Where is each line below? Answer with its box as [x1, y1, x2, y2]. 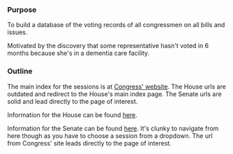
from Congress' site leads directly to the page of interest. [7, 139, 172, 147]
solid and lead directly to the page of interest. [7, 97, 138, 105]
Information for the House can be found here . [7, 110, 138, 119]
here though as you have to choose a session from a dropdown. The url [7, 131, 213, 140]
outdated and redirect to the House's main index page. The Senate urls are [7, 89, 222, 98]
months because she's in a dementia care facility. [7, 49, 150, 57]
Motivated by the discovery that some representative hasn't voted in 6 [7, 42, 209, 50]
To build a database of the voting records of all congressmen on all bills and [7, 21, 225, 29]
